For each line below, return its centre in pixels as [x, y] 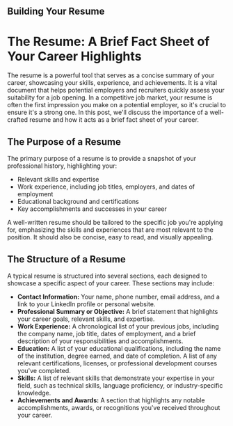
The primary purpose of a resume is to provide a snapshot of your [102, 159]
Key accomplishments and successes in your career [92, 209]
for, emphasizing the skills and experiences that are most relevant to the [111, 230]
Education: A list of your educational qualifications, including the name [119, 348]
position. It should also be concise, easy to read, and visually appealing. [110, 237]
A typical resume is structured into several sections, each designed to [107, 276]
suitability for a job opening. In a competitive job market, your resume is [110, 97]
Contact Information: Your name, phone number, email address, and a [119, 297]
